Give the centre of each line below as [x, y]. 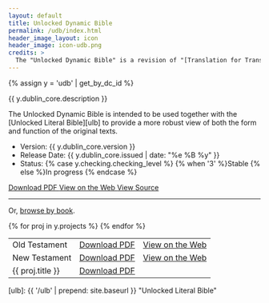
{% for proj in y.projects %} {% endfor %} [77, 225]
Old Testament [40, 245]
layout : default [35, 16]
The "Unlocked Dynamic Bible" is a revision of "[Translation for [128, 61]
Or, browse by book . [42, 210]
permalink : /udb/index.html [55, 30]
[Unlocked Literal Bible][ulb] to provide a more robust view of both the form [132, 122]
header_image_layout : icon [53, 38]
